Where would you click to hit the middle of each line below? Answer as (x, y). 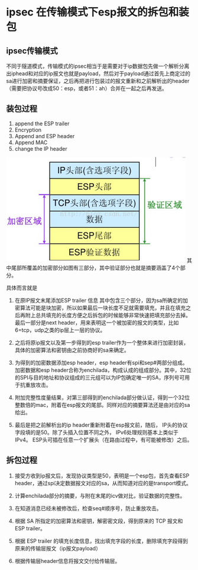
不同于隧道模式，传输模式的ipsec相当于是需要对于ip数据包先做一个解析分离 (98, 66)
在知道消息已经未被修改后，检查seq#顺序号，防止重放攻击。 (88, 508)
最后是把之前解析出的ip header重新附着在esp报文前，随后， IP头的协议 (101, 425)
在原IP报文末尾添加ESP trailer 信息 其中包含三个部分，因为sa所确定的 (99, 300)
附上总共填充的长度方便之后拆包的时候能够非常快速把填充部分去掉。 (108, 315)
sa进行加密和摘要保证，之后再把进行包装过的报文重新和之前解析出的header (98, 81)
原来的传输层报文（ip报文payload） (58, 548)
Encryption (28, 130)
